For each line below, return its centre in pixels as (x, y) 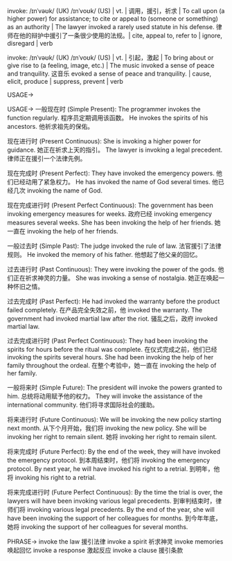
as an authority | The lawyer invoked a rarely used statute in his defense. (111, 27)
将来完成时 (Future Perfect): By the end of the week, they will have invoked (114, 452)
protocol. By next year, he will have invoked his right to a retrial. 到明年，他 (114, 469)
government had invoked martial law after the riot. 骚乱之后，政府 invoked (113, 319)
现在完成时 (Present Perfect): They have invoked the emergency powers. (111, 173)
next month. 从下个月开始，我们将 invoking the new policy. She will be (107, 428)
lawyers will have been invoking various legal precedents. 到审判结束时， (111, 501)
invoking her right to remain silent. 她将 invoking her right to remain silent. (112, 437)
